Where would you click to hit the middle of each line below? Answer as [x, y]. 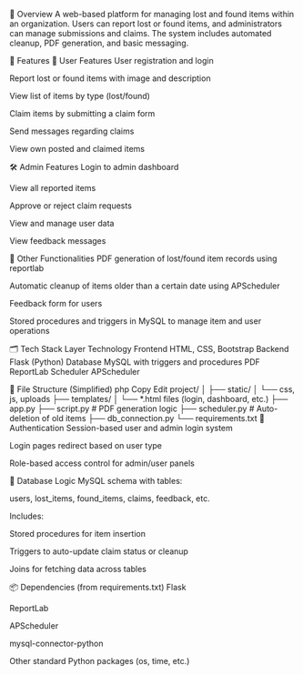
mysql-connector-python [56, 643]
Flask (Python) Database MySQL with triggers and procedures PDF [135, 362]
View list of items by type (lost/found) [80, 96]
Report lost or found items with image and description [110, 78]
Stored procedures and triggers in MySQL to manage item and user [136, 321]
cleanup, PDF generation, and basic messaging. [99, 43]
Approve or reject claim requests [71, 206]
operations [30, 331]
